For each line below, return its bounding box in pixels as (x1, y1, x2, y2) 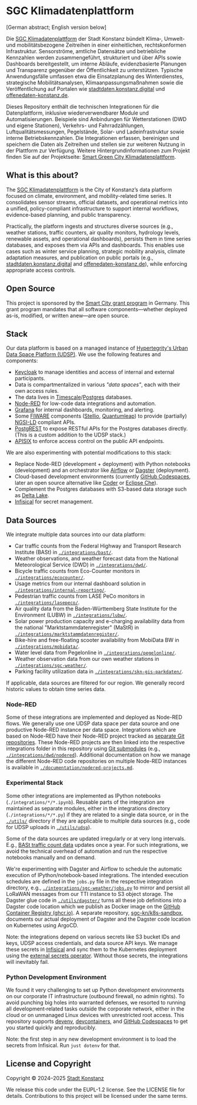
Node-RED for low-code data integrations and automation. (14, 400, 156, 407)
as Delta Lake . (14, 492, 49, 499)
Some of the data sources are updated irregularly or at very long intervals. (6, 835, 186, 842)
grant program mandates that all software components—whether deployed (6, 305, 188, 312)
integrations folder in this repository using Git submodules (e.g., (6, 745, 161, 752)
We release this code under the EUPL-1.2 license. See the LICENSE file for (6, 1086, 185, 1093)
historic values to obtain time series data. (6, 686, 106, 693)
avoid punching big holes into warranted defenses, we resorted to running (6, 999, 186, 1006)
